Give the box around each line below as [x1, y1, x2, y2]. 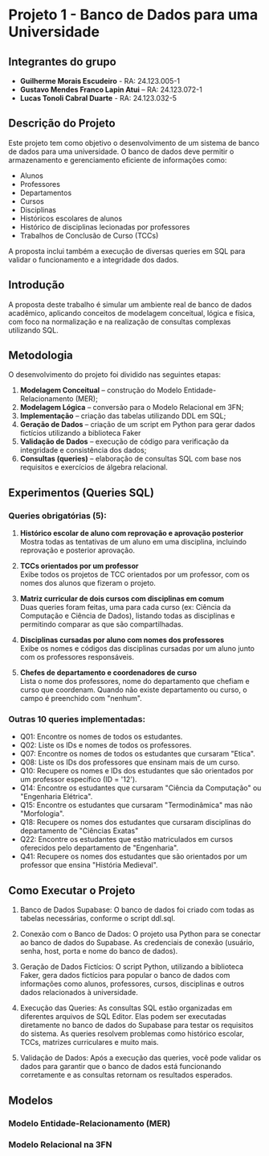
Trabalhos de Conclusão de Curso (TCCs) [19, 230, 159, 240]
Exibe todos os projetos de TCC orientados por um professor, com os [19, 570, 251, 579]
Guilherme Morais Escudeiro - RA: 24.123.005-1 [19, 77, 181, 85]
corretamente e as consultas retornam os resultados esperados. [19, 1070, 233, 1080]
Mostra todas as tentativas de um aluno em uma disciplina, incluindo [19, 537, 247, 547]
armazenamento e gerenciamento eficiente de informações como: [8, 155, 227, 164]
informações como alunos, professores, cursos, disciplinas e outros [19, 979, 245, 988]
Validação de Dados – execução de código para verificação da [19, 437, 229, 446]
